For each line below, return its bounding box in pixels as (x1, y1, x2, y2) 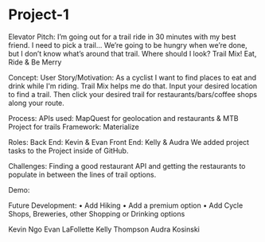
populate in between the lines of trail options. (8, 170, 157, 179)
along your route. (8, 98, 65, 107)
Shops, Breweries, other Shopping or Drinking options (8, 209, 185, 218)
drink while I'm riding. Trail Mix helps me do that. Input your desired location (8, 81, 258, 91)
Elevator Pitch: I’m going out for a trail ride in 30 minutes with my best (8, 32, 236, 41)
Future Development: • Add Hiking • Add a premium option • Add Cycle (8, 201, 244, 210)
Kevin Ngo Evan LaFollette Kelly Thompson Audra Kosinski (8, 224, 201, 234)
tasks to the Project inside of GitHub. (8, 146, 129, 155)
